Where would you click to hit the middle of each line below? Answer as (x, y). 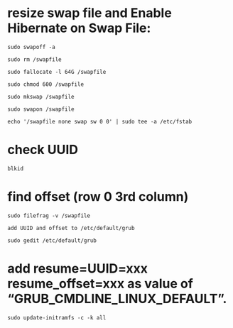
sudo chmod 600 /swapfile (45, 84)
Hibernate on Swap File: (79, 28)
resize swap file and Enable (90, 13)
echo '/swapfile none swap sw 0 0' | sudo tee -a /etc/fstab (100, 121)
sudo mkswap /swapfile (41, 97)
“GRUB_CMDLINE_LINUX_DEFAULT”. (117, 299)
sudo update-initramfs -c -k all (57, 317)
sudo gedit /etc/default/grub (52, 240)
